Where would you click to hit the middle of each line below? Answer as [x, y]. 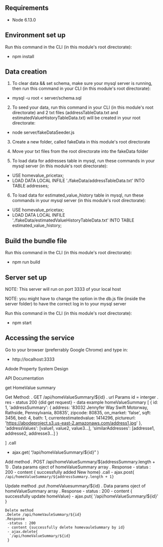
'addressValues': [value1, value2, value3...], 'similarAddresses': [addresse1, [80, 428]
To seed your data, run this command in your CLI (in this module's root [83, 107]
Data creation [26, 72]
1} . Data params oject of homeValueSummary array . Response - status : [78, 467]
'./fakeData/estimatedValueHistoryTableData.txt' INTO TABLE [73, 220]
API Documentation [24, 378]
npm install [23, 56]
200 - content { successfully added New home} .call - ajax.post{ [70, 472]
